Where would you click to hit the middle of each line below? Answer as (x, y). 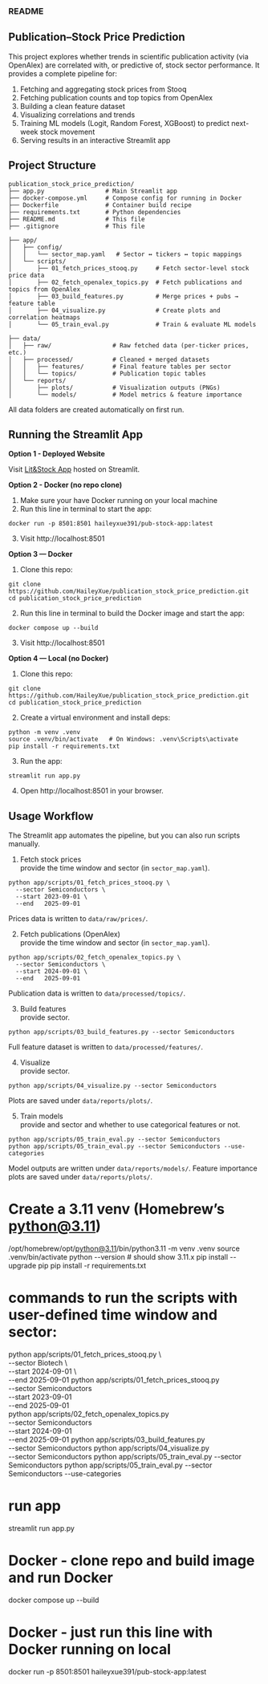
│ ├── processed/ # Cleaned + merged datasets (109, 359)
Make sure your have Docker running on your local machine (119, 501)
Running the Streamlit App (76, 434)
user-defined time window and (113, 1315)
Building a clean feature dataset (73, 106)
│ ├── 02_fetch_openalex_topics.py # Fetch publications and (125, 282)
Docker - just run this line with (111, 1632)
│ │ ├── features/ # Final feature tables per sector (120, 367)
